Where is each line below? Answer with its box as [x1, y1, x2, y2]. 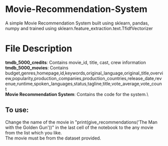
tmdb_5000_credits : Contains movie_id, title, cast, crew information [5, 59, 146, 65]
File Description [5, 43, 73, 54]
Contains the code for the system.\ [77, 91, 149, 97]
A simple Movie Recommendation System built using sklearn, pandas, [5, 20, 149, 26]
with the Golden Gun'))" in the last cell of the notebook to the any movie [5, 124, 154, 130]
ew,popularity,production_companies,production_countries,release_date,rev [5, 75, 162, 81]
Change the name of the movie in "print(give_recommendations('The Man [5, 119, 158, 125]
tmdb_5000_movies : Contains [5, 64, 69, 70]
